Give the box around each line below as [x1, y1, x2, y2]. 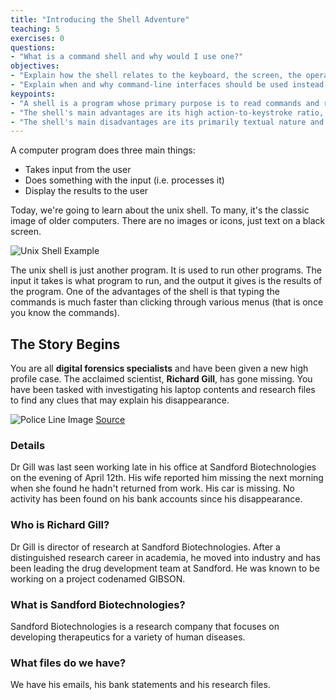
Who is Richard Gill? [10, 518, 110, 532]
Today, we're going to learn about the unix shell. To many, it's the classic [10, 204, 310, 216]
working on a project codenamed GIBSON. [10, 572, 186, 585]
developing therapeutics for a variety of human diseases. [10, 631, 246, 643]
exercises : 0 [10, 33, 65, 43]
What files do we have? [10, 656, 127, 670]
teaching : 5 [10, 24, 60, 34]
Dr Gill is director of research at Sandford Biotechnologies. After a [10, 541, 281, 553]
